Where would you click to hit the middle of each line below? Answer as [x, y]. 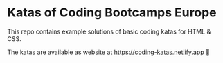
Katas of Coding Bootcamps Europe [112, 13]
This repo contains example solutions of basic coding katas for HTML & [109, 32]
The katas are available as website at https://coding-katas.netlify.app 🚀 [108, 52]
